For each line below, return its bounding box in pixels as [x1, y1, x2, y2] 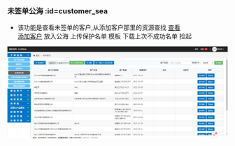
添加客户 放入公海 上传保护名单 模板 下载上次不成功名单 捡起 [17, 32, 192, 41]
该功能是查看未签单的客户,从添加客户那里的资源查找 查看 [17, 23, 180, 32]
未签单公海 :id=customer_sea [7, 6, 108, 15]
